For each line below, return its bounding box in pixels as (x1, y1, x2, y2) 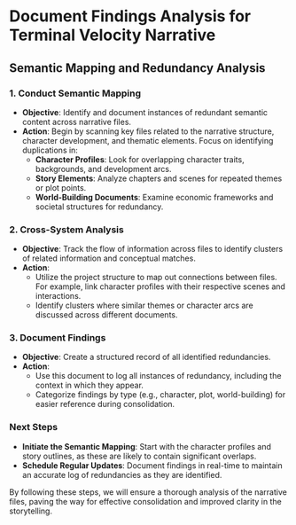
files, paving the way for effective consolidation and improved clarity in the (9, 496, 282, 506)
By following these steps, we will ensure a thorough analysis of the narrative (9, 486, 288, 498)
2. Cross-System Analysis (9, 223, 124, 236)
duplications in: (21, 145, 78, 155)
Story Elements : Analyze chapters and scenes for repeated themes (35, 173, 283, 184)
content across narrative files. (21, 116, 131, 127)
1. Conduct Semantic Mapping (9, 87, 142, 99)
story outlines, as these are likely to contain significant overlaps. (21, 451, 257, 461)
